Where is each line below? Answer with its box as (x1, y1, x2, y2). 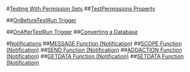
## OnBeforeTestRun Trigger (6, 17, 77, 23)
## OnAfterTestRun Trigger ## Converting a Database (6, 28, 138, 35)
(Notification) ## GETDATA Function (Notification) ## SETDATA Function (6, 53, 184, 59)
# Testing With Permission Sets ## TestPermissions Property (6, 5, 156, 12)
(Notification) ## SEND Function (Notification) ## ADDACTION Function (6, 46, 182, 53)
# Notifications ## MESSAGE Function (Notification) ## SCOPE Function (6, 40, 182, 47)
